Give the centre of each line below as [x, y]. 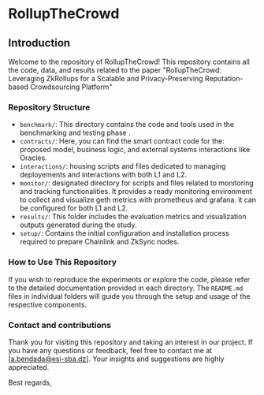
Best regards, [30, 382]
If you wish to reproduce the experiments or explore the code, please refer [129, 279]
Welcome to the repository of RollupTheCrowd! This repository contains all [129, 61]
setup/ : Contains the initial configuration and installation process [125, 233]
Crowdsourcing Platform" [71, 87]
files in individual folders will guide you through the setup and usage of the [129, 296]
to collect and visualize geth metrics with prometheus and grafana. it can [138, 200]
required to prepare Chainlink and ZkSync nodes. [99, 242]
